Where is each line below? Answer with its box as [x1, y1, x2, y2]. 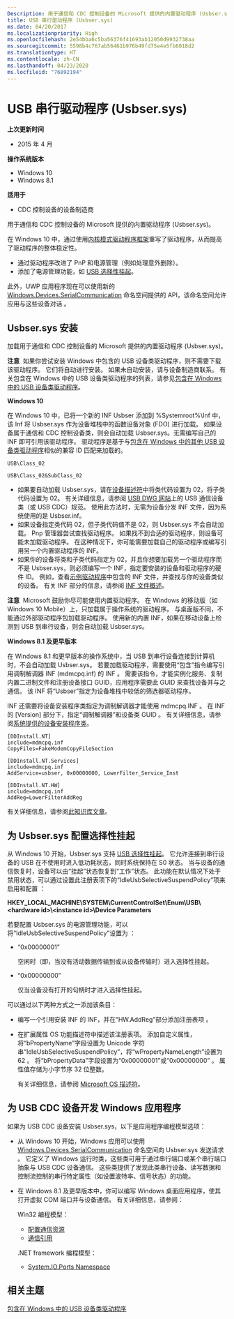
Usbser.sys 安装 [7, 322, 79, 334]
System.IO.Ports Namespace [27, 1262, 111, 1271]
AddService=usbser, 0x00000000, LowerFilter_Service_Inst [7, 770, 179, 777]
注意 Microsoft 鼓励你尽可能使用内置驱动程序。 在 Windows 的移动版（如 [7, 596, 218, 604]
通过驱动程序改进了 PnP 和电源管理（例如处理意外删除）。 [17, 259, 182, 267]
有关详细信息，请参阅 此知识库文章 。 [7, 807, 111, 816]
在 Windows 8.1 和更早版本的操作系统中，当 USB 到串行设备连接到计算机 [7, 652, 215, 660]
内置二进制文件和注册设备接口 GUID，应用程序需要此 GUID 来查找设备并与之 [7, 678, 226, 687]
